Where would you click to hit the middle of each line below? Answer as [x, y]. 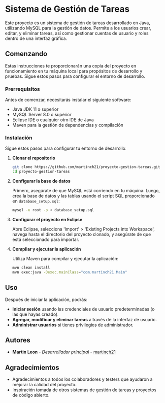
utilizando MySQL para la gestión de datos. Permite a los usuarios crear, [78, 28]
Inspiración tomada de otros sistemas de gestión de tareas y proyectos [84, 390]
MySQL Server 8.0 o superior [42, 115]
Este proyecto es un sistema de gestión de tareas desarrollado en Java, [78, 23]
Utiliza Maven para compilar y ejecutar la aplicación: [65, 258]
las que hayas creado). [35, 314]
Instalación [19, 137]
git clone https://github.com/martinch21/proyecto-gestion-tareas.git [86, 167]
